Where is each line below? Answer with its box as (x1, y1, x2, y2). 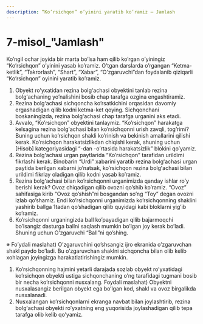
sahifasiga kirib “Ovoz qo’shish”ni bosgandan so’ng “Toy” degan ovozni (15, 190, 194, 197)
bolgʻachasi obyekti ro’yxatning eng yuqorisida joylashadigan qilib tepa (15, 304, 193, 311)
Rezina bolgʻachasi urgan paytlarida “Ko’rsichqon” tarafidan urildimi (15, 151, 184, 158)
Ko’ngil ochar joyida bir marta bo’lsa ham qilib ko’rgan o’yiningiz (6, 55, 165, 63)
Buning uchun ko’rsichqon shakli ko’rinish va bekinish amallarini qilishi (15, 132, 190, 139)
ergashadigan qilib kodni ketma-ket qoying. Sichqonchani (15, 106, 159, 113)
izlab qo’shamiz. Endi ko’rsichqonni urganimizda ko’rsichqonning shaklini (15, 196, 197, 204)
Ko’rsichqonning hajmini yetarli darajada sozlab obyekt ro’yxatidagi (15, 266, 182, 273)
